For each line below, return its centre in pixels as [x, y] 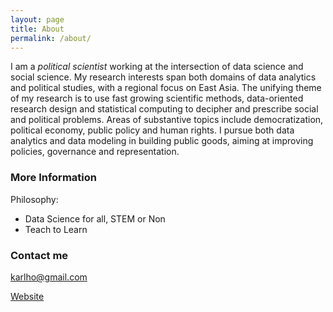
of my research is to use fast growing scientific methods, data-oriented [157, 98]
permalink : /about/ [51, 38]
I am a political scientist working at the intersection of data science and [157, 67]
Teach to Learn [56, 229]
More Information [53, 178]
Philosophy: [34, 199]
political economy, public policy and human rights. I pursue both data [152, 130]
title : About [37, 29]
